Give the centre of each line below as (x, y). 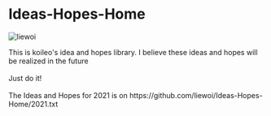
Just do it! (25, 78)
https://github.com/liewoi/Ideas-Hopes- (196, 95)
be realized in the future (48, 61)
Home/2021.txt (33, 104)
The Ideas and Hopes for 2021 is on (68, 95)
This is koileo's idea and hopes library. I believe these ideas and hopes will (133, 52)
